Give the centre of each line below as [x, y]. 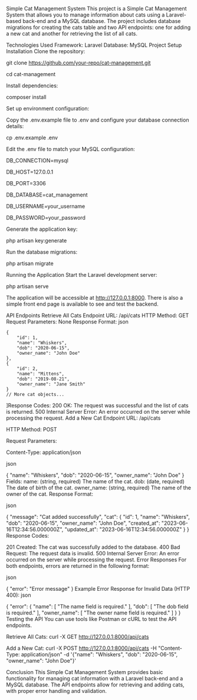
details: [15, 126]
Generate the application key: [42, 229]
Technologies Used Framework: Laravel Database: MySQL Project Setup [94, 45]
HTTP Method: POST [32, 429]
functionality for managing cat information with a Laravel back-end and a [95, 678]
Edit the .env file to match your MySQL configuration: [71, 149]
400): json [19, 595]
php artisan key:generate [37, 241]
